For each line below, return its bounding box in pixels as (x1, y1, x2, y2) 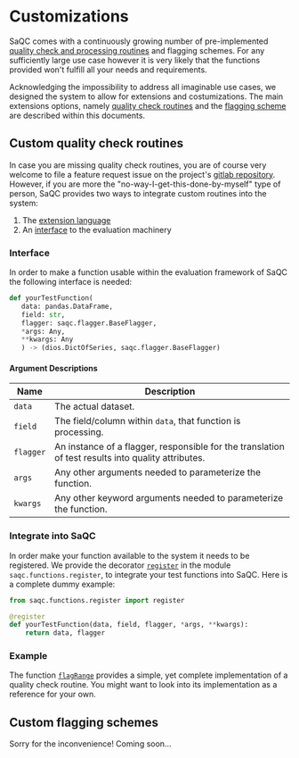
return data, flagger (25, 629, 105, 637)
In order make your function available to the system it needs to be (9, 550, 250, 561)
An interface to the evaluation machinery (21, 224, 172, 235)
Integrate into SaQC (9, 529, 96, 542)
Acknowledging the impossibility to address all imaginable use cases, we (9, 81, 277, 92)
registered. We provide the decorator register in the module (9, 560, 231, 571)
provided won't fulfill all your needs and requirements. (9, 64, 207, 75)
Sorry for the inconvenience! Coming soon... (9, 738, 172, 749)
